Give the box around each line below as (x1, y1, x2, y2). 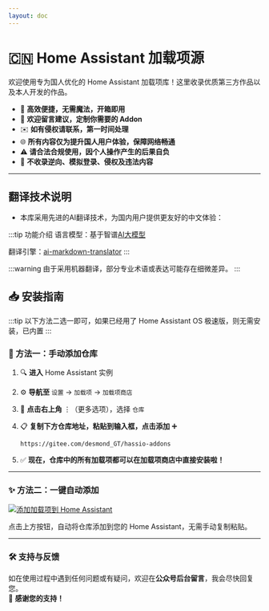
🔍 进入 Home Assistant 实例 (19, 368, 114, 377)
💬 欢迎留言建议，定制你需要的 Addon (19, 114, 143, 124)
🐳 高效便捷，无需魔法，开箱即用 (19, 104, 126, 113)
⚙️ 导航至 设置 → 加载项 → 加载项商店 (19, 387, 133, 397)
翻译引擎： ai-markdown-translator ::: (8, 246, 130, 257)
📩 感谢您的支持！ (8, 593, 65, 603)
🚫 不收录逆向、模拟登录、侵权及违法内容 (19, 157, 154, 166)
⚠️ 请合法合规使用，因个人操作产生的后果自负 (19, 146, 171, 157)
